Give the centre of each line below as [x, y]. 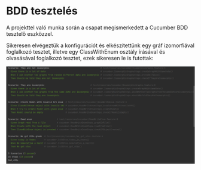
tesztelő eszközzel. [30, 33]
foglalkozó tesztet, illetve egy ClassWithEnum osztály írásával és [86, 51]
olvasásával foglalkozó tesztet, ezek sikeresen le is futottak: [80, 58]
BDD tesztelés [42, 11]
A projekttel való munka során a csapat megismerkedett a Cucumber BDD [97, 27]
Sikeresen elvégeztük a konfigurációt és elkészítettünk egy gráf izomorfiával [100, 45]
